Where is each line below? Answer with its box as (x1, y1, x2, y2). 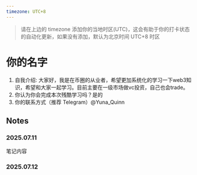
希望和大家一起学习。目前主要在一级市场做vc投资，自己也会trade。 (25, 84, 189, 91)
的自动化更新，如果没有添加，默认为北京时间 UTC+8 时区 (20, 33, 160, 40)
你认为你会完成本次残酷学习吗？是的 (14, 91, 103, 98)
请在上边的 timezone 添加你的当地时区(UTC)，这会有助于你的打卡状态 (20, 25, 190, 32)
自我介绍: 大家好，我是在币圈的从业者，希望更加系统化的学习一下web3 (14, 76, 187, 83)
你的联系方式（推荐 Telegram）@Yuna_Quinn (14, 98, 125, 105)
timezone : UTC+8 (6, 8, 46, 15)
